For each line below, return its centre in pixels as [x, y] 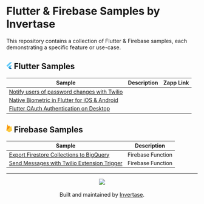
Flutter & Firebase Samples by [83, 11]
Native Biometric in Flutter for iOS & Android [63, 100]
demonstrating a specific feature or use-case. [64, 47]
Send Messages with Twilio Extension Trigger [66, 163]
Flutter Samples [44, 66]
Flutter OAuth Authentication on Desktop [59, 108]
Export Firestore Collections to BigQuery [59, 155]
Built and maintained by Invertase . [102, 195]
